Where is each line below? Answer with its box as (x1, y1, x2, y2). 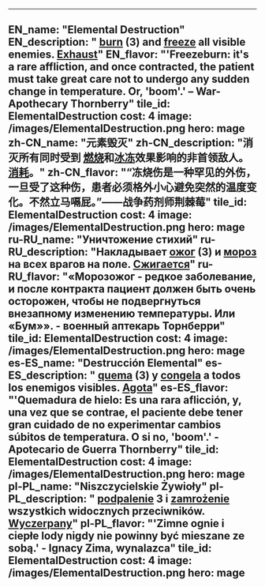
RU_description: (8, 246, 88, 259)
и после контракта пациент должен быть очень (8, 282, 256, 296)
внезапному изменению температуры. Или (8, 307, 236, 321)
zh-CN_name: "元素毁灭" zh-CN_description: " (8, 136, 243, 150)
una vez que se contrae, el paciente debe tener (8, 406, 243, 420)
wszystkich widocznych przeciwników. (8, 505, 205, 518)
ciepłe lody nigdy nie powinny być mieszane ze (8, 529, 245, 543)
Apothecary (8, 97, 69, 111)
